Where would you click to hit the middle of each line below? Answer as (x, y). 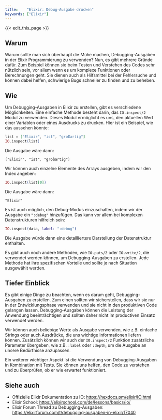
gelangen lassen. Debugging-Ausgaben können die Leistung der (69, 310)
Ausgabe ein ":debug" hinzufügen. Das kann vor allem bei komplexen (74, 215)
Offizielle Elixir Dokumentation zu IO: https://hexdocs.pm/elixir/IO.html (81, 397)
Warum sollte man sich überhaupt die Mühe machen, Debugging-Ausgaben (80, 55)
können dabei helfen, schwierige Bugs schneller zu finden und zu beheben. (80, 80)
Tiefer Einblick (27, 283)
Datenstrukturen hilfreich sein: (35, 220)
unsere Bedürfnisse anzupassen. (38, 350)
